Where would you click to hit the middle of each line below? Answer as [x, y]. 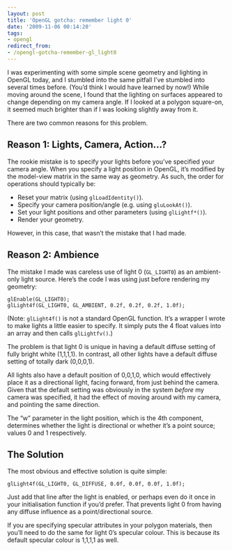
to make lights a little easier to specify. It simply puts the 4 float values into [114, 325]
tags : [15, 33]
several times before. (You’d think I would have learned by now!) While [108, 87]
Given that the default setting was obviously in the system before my [106, 389]
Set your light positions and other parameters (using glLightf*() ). [112, 212]
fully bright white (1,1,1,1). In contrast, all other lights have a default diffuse [112, 354]
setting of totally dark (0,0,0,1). [51, 361]
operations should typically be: [52, 184]
